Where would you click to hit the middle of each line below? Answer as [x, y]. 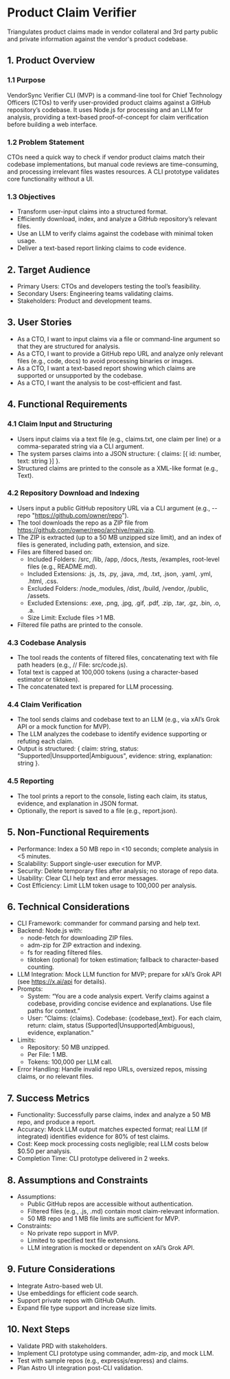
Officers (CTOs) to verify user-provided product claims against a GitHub [109, 102]
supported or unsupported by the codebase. [80, 375]
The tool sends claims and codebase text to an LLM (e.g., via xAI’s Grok [118, 720]
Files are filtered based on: [55, 551]
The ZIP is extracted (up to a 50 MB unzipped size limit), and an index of [119, 537]
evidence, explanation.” [60, 1033]
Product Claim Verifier [72, 13]
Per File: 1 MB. [47, 1055]
